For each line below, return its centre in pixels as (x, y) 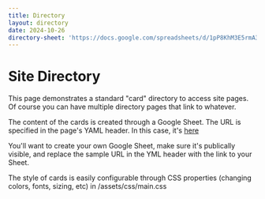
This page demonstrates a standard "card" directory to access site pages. (129, 99)
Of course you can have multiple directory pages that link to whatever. (122, 107)
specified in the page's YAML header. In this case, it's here (104, 130)
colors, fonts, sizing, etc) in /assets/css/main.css (88, 186)
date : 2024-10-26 (37, 30)
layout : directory (38, 23)
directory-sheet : (37, 38)
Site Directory (54, 77)
